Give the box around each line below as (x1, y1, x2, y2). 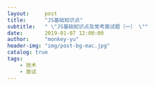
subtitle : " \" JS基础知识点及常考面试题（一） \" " (7, 23, 149, 30)
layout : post (7, 10, 58, 17)
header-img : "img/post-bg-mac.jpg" (7, 42, 111, 49)
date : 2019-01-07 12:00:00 (7, 29, 104, 37)
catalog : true (7, 49, 49, 56)
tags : (7, 55, 23, 62)
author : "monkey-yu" (7, 36, 79, 43)
